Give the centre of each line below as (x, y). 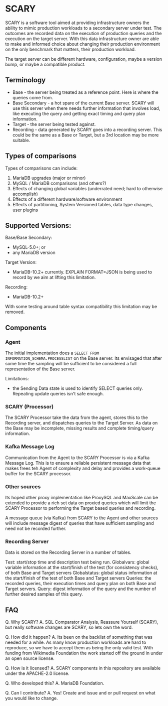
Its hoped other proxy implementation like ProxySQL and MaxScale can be (82, 497)
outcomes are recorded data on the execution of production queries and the (83, 33)
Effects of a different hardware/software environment (67, 199)
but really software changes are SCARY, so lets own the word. (69, 627)
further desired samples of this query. (44, 594)
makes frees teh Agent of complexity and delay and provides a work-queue (83, 468)
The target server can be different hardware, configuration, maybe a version (84, 59)
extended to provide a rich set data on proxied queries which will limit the (81, 503)
